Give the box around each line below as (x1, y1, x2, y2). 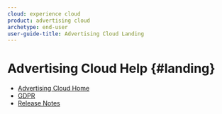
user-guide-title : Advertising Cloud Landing (7, 30, 144, 38)
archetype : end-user (7, 23, 69, 30)
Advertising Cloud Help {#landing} (7, 61, 216, 76)
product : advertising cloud (7, 17, 91, 24)
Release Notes (17, 99, 60, 108)
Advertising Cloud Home (17, 84, 90, 93)
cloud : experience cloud (7, 10, 81, 18)
